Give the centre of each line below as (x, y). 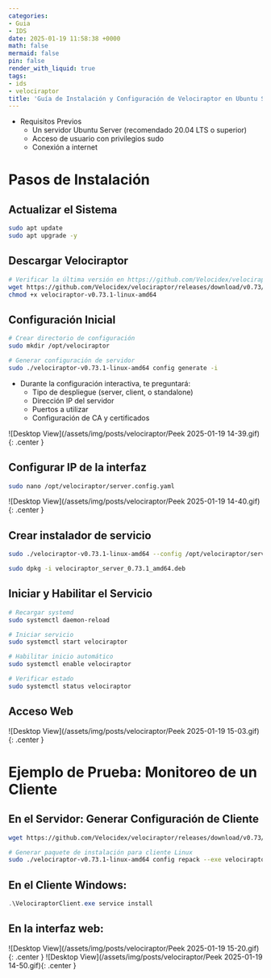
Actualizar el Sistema (63, 210)
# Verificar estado (41, 679)
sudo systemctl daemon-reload (59, 620)
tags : (17, 76)
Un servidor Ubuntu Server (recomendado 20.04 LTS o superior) (140, 130)
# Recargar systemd (41, 612)
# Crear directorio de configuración (72, 339)
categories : (28, 16)
